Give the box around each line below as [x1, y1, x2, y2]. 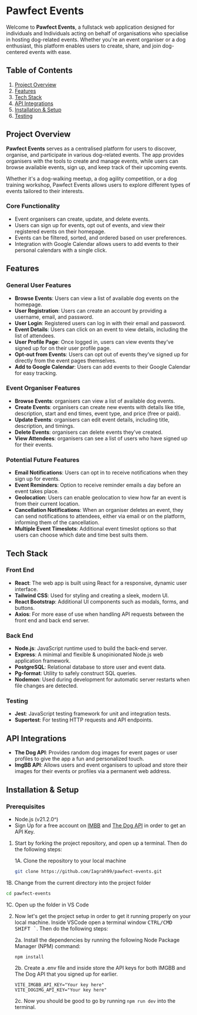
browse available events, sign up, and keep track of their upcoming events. [6, 163, 188, 171]
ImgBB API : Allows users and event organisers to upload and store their [14, 761, 188, 768]
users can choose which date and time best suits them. [14, 531, 148, 538]
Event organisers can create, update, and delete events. [14, 215, 150, 222]
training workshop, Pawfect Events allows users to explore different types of [6, 181, 191, 188]
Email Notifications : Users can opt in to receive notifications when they [14, 469, 188, 476]
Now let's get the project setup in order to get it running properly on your [14, 912, 191, 919]
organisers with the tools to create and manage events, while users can [6, 157, 179, 164]
